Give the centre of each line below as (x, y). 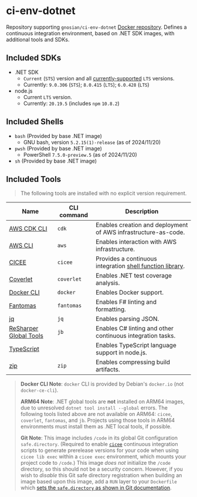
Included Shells (35, 122)
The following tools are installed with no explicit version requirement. (103, 193)
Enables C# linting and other (135, 329)
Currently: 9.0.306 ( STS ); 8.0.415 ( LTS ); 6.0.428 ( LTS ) (86, 84)
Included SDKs (34, 58)
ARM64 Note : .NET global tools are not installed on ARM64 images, (102, 402)
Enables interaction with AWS (136, 242)
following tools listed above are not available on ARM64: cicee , (96, 414)
